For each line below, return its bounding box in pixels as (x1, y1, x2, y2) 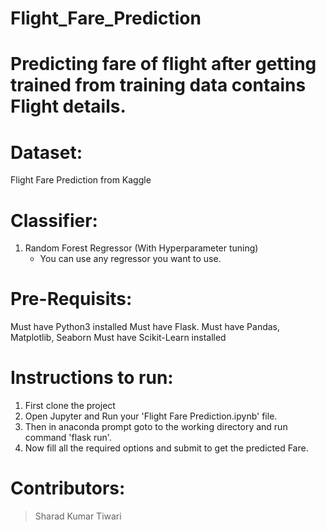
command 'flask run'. (24, 432, 112, 444)
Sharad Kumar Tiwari (34, 510, 122, 522)
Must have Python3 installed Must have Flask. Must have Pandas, (10, 321, 281, 333)
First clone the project (24, 400, 116, 412)
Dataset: (10, 141, 83, 164)
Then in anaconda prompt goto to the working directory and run (24, 421, 288, 433)
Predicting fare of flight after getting (10, 53, 317, 76)
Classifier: (10, 209, 98, 232)
